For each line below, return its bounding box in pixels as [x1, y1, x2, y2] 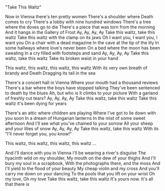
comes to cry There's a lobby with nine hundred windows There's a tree [5, 19, 151, 25]
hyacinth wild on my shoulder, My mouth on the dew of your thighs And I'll [5, 155, 156, 161]
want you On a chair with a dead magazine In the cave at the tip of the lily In [5, 40, 159, 46]
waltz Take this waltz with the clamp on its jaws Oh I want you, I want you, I [5, 34, 158, 40]
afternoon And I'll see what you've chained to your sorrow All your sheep [5, 120, 153, 126]
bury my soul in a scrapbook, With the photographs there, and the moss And [5, 161, 161, 166]
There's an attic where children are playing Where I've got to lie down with [5, 110, 156, 116]
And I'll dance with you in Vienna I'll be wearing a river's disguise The [5, 150, 146, 156]
